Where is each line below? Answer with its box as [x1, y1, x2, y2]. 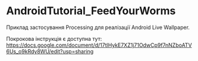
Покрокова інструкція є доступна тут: [6, 35, 102, 42]
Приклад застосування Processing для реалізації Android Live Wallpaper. [6, 24, 190, 31]
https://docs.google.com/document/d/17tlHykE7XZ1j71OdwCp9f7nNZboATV [6, 41, 192, 49]
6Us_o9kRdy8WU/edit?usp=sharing [6, 47, 94, 54]
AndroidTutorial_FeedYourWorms [6, 4, 176, 18]
